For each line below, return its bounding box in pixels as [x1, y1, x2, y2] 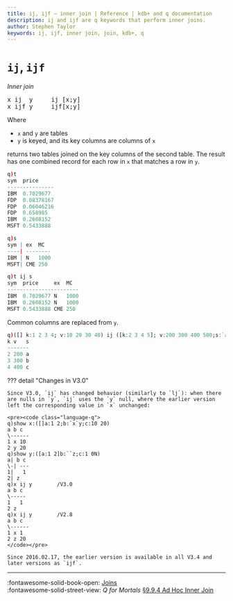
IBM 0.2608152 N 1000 [7, 299, 79, 306]
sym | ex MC [7, 241, 45, 248]
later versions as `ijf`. [7, 559, 82, 566]
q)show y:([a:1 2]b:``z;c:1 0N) [7, 450, 101, 457]
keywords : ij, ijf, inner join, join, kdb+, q [7, 29, 144, 37]
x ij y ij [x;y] [7, 96, 81, 104]
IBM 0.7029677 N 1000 [7, 293, 79, 300]
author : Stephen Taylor [7, 23, 76, 30]
